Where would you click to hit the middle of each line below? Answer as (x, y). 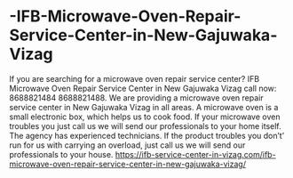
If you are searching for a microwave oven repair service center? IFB (135, 78)
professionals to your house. (61, 154)
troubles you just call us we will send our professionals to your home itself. (145, 125)
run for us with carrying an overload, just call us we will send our (127, 145)
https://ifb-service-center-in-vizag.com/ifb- (196, 154)
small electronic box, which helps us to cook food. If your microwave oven (145, 117)
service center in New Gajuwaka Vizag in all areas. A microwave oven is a (144, 107)
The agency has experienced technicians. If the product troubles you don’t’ (147, 135)
